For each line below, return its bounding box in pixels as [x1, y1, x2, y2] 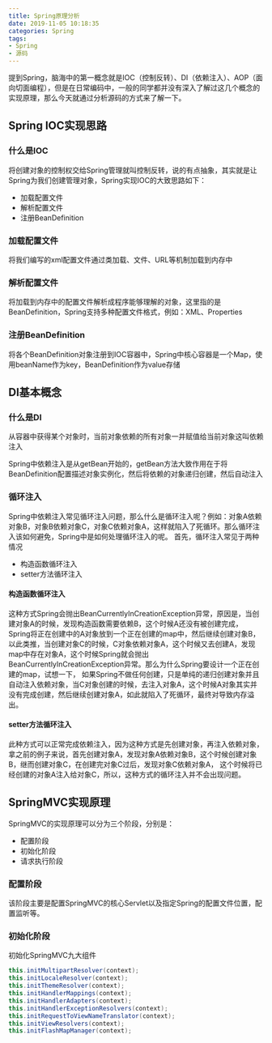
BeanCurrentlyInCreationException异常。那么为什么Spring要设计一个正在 [8, 659, 253, 669]
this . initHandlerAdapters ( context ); [8, 997, 132, 1005]
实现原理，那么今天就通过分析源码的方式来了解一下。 [8, 93, 186, 102]
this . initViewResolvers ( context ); [8, 1020, 125, 1028]
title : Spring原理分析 [8, 11, 80, 20]
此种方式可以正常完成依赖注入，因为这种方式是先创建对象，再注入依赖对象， [8, 739, 264, 749]
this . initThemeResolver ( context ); [8, 981, 125, 990]
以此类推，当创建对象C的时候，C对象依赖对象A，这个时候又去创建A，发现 [8, 639, 256, 649]
